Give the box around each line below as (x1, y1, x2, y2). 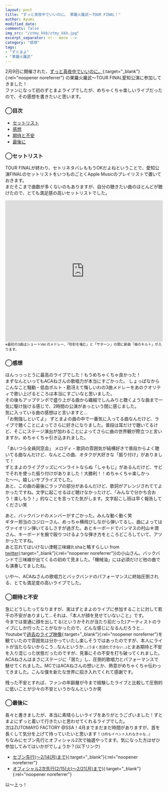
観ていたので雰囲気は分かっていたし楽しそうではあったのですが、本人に (5, 637, 154, 643)
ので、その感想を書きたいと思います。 (5, 93, 84, 100)
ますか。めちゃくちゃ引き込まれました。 (5, 435, 88, 441)
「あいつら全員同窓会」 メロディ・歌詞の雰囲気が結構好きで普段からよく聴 (5, 445, 159, 451)
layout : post (5, 7, 32, 13)
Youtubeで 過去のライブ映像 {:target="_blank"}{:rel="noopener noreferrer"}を (5, 631, 163, 637)
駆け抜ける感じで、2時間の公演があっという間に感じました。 (13, 403, 139, 410)
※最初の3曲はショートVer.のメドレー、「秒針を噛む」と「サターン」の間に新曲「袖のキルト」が (5, 342, 158, 347)
